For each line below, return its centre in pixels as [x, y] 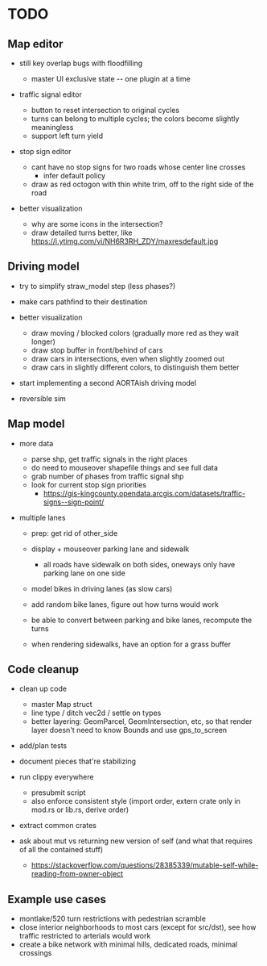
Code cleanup [43, 669]
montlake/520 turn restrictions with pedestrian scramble [113, 919]
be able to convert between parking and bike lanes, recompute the [142, 620]
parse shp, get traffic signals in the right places [109, 459]
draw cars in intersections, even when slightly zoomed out [128, 358]
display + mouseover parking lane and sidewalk [110, 549]
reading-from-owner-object [77, 874]
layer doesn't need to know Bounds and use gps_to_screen [129, 730]
